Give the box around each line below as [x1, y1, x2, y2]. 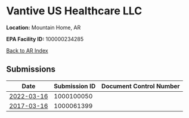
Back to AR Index [6, 46, 49, 54]
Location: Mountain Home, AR [6, 24, 81, 31]
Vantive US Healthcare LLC [6, 4, 142, 18]
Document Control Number [101, 82, 180, 90]
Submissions [6, 64, 55, 74]
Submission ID [53, 82, 96, 90]
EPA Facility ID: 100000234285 [6, 35, 84, 42]
